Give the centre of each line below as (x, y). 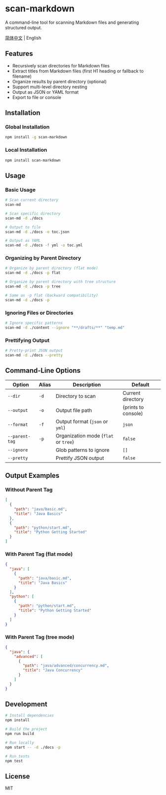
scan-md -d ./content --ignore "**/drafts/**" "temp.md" (65, 328)
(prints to (133, 407)
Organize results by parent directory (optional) (60, 81)
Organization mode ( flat (84, 436)
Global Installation (27, 127)
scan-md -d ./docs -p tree (33, 286)
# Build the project (26, 729)
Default (141, 385)
